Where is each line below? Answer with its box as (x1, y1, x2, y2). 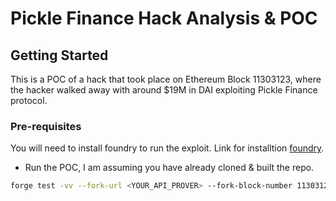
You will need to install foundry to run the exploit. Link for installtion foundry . (10, 142, 325, 154)
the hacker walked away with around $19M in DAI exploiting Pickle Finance (10, 84, 318, 96)
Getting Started (10, 47, 109, 64)
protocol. (10, 95, 48, 106)
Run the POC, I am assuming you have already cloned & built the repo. (24, 162, 315, 174)
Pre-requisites (10, 119, 82, 133)
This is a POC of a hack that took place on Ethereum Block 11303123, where (10, 73, 322, 85)
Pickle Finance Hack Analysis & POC (10, 7, 318, 30)
